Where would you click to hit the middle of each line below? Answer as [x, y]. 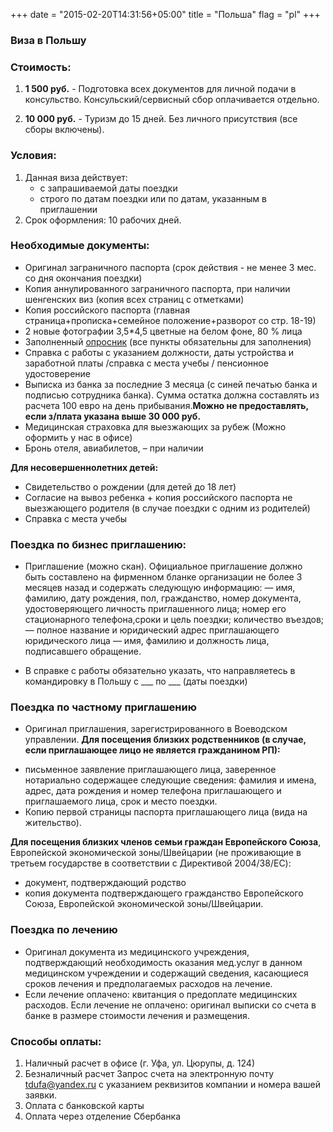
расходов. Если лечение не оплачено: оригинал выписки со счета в [170, 1005]
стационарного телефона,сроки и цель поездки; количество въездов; [174, 620]
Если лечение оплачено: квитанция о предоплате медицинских [161, 994]
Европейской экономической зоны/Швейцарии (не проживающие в [156, 853]
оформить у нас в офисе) [78, 437]
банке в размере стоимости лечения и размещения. [137, 1015]
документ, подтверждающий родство [105, 883]
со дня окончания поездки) [83, 278]
